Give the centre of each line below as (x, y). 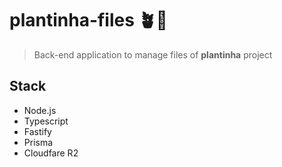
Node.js (40, 110)
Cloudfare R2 (51, 153)
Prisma (38, 142)
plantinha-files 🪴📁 (88, 20)
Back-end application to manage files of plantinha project (153, 54)
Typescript (46, 121)
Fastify (37, 131)
